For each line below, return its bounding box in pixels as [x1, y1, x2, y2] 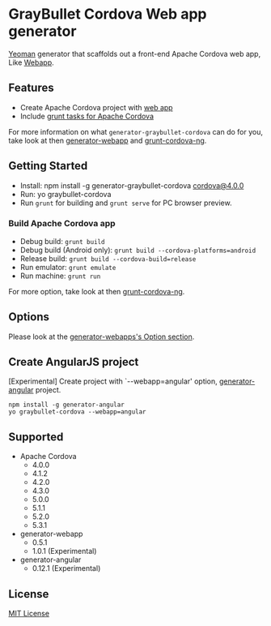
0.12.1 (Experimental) [32, 564, 101, 573]
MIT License [8, 609, 50, 619]
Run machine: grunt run [19, 271, 101, 281]
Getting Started [8, 159, 88, 173]
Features [8, 81, 54, 95]
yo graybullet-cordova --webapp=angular [8, 408, 147, 416]
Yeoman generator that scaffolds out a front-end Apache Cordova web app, [8, 49, 261, 58]
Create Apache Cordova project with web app [19, 102, 173, 112]
